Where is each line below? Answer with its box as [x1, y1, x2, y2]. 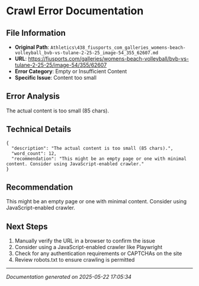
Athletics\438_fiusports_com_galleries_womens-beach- [50, 45, 186, 51]
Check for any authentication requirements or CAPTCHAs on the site [14, 250, 182, 257]
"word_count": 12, [11, 150, 57, 156]
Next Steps [6, 221, 48, 231]
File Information [6, 28, 66, 38]
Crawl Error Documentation [6, 4, 144, 18]
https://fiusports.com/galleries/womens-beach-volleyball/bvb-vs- [28, 55, 190, 62]
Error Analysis [6, 91, 60, 102]
